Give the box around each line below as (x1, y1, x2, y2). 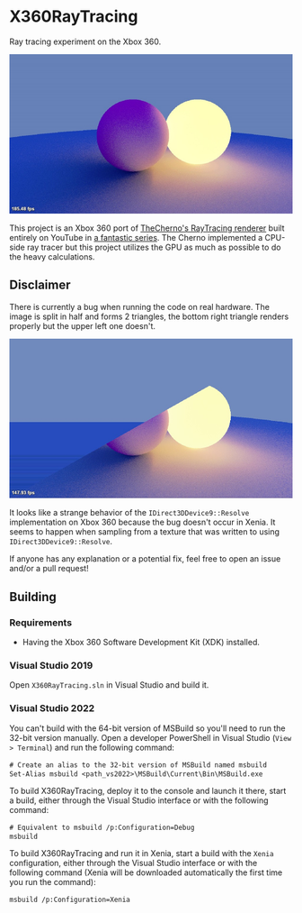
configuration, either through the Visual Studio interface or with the (9, 857, 258, 868)
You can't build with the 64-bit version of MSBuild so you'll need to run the (9, 723, 286, 734)
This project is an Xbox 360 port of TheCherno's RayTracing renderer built (9, 223, 285, 233)
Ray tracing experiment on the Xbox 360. (9, 36, 162, 47)
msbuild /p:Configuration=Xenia (9, 895, 130, 904)
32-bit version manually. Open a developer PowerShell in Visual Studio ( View (9, 732, 292, 743)
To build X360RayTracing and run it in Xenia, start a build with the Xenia (9, 847, 274, 858)
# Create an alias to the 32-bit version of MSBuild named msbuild (9, 760, 268, 770)
